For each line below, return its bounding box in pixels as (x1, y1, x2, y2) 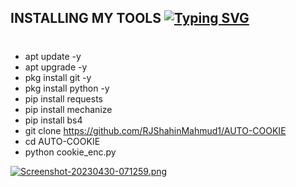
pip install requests (24, 92, 103, 105)
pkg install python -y (24, 82, 110, 94)
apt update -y (24, 50, 82, 62)
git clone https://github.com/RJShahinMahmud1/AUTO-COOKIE (24, 124, 287, 136)
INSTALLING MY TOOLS (10, 10, 162, 27)
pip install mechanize (24, 103, 113, 115)
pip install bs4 (24, 114, 83, 126)
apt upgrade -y (24, 61, 88, 73)
